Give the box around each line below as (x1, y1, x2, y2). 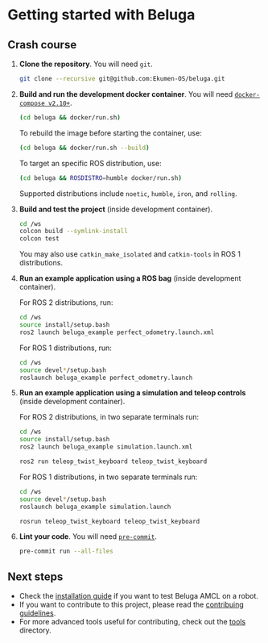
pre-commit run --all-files (19, 547, 113, 556)
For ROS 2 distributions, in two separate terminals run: (19, 412, 199, 422)
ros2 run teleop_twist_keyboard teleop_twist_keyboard (19, 457, 208, 466)
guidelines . (19, 608, 56, 618)
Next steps (7, 570, 64, 583)
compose (19, 99, 45, 107)
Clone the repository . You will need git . (19, 59, 154, 69)
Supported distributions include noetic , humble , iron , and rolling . (19, 188, 238, 198)
